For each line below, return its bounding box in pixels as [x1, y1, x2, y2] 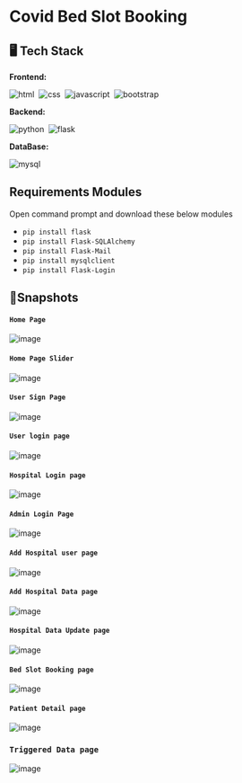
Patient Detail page [9, 704, 87, 713]
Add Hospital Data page [9, 587, 99, 597]
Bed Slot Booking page [9, 665, 94, 674]
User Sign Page [9, 393, 66, 402]
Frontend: [9, 72, 48, 82]
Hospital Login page [9, 470, 87, 480]
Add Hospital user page [9, 548, 99, 558]
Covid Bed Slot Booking [9, 6, 188, 27]
